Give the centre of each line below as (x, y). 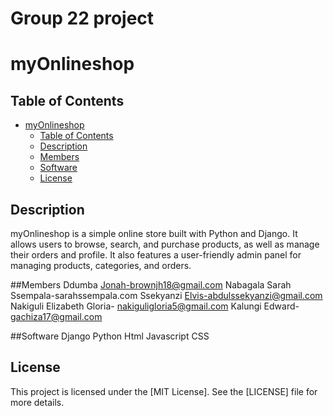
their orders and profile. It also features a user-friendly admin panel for (156, 255)
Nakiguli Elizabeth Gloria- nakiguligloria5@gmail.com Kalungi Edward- (155, 306)
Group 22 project (82, 18)
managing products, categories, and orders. (101, 265)
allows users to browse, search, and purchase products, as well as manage (165, 244)
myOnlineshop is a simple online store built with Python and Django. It (154, 233)
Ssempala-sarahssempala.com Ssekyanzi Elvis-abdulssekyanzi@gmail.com (166, 295)
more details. (37, 402)
